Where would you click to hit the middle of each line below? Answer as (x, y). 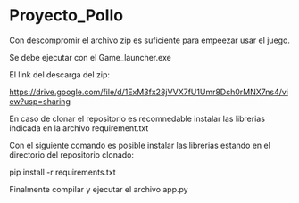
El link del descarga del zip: (59, 74)
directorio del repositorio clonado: (72, 154)
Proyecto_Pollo (66, 16)
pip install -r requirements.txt (62, 172)
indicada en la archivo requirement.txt (79, 128)
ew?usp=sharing (40, 101)
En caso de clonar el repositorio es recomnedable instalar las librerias (137, 118)
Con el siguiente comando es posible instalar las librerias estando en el (140, 145)
